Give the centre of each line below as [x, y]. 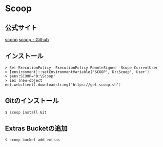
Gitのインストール [32, 101]
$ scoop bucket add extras [32, 140]
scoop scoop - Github [27, 40]
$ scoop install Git [26, 112]
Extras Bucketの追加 [36, 129]
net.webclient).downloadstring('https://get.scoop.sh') [63, 85]
